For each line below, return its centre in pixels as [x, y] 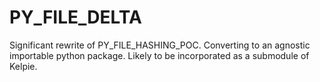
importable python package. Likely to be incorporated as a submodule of [159, 55]
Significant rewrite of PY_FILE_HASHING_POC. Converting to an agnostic [160, 45]
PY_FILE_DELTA [75, 17]
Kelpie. [23, 66]
